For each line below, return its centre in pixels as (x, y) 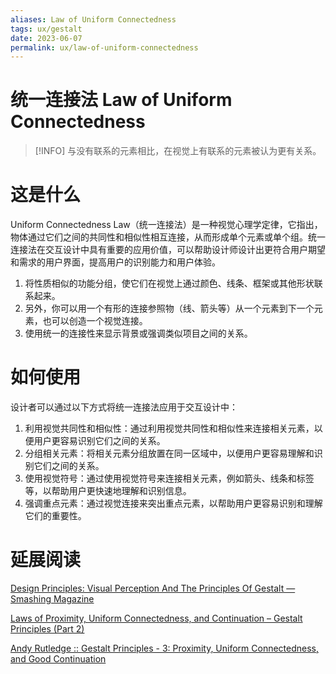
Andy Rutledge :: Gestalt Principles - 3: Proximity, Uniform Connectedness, (165, 648)
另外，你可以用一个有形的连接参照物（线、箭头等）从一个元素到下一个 (169, 308)
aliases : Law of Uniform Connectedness (93, 19)
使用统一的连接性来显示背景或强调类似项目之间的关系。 (138, 333)
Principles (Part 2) (47, 629)
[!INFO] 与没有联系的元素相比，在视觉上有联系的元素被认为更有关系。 (178, 151)
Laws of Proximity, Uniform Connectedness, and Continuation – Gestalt (156, 618)
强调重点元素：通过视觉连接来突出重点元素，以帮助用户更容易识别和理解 (173, 503)
